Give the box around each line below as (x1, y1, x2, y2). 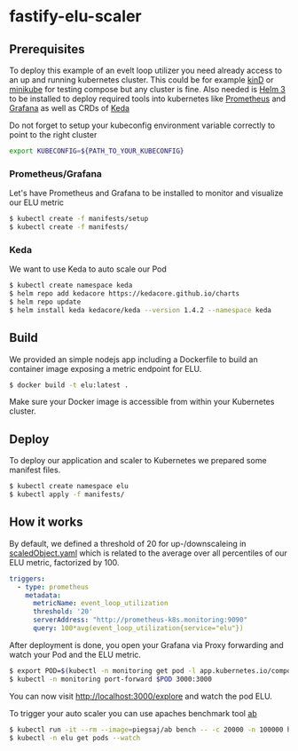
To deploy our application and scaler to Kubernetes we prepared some (9, 455, 268, 466)
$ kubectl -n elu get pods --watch (9, 733, 141, 742)
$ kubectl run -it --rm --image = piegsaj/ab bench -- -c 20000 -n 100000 (9, 725, 284, 734)
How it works (9, 515, 83, 530)
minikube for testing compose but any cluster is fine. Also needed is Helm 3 (9, 84, 286, 94)
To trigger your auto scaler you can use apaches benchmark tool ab (9, 708, 257, 718)
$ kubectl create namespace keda (9, 281, 133, 290)
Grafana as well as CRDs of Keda (9, 103, 130, 113)
